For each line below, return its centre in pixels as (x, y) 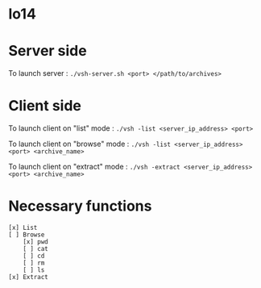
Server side (48, 51)
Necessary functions (80, 206)
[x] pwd (35, 242)
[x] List (23, 227)
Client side (45, 106)
